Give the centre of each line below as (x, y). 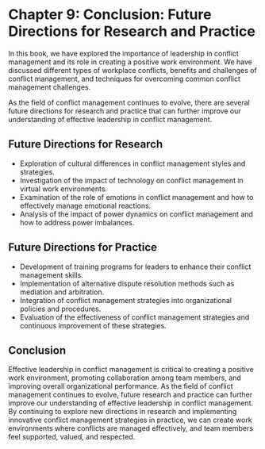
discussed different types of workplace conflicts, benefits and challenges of (133, 70)
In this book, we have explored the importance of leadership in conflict (124, 53)
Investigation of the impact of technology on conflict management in (131, 180)
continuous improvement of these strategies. (93, 325)
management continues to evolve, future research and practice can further (131, 395)
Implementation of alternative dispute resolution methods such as (127, 283)
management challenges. (50, 87)
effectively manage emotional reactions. (85, 205)
